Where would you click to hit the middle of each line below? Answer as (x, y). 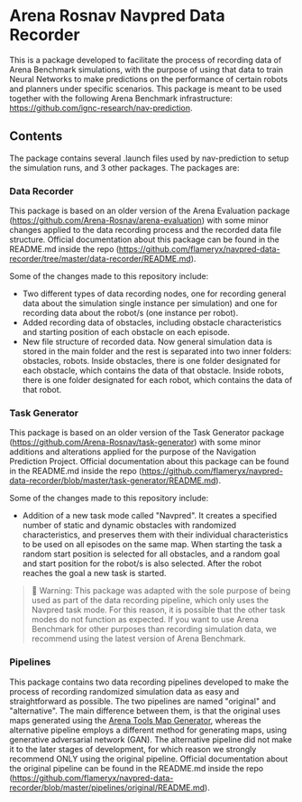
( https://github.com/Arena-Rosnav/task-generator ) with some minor (135, 443)
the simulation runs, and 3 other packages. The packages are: (125, 167)
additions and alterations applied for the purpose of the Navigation (133, 452)
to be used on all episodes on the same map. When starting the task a (152, 545)
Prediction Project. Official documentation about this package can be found (149, 462)
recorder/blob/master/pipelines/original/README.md (107, 788)
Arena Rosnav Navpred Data (117, 16)
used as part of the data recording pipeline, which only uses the (150, 601)
